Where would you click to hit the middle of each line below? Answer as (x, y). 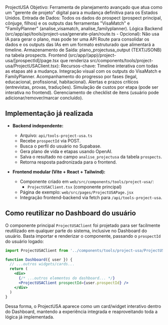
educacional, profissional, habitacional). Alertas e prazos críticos (72, 82)
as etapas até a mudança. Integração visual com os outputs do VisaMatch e (83, 71)
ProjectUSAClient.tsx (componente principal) (74, 187)
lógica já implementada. (30, 317)
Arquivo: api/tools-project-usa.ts (56, 135)
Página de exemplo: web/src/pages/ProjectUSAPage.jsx (77, 192)
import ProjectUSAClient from (37, 250)
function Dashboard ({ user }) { (39, 260)
